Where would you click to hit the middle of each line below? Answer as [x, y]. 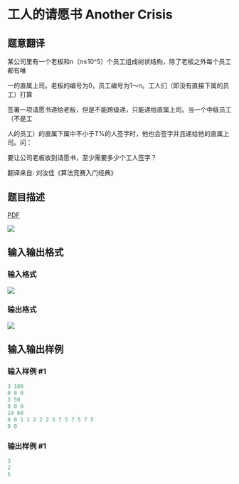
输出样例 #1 [27, 446]
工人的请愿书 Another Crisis [90, 15]
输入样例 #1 [27, 372]
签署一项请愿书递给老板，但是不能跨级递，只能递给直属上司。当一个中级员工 [119, 110]
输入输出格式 [36, 252]
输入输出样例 [36, 349]
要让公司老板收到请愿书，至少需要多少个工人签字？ [82, 158]
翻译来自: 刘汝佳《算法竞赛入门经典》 [62, 173]
